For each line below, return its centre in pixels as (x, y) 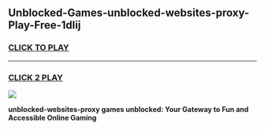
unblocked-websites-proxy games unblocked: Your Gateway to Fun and (129, 109)
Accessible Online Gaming (52, 117)
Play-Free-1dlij (45, 26)
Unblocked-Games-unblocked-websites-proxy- (129, 13)
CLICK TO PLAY (39, 48)
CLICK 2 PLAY (35, 77)
